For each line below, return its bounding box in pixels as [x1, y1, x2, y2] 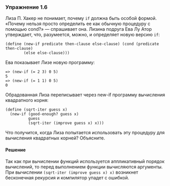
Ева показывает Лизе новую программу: [5, 59, 95, 66]
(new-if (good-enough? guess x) [10, 112, 79, 117]
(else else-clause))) [24, 50, 70, 56]
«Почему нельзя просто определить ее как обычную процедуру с [5, 20, 151, 27]
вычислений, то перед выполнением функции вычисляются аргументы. [5, 163, 163, 170]
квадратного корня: [5, 97, 49, 104]
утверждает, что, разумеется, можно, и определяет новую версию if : [5, 32, 160, 38]
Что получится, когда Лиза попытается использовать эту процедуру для [5, 130, 165, 136]
